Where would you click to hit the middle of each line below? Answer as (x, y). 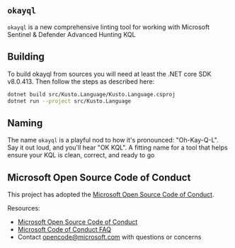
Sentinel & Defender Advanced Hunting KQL (71, 34)
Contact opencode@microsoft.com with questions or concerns (109, 237)
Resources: (24, 208)
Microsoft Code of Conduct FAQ (64, 229)
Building (26, 57)
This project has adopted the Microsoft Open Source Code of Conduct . (111, 195)
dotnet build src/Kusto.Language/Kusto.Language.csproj (91, 94)
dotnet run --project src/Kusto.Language (69, 101)
